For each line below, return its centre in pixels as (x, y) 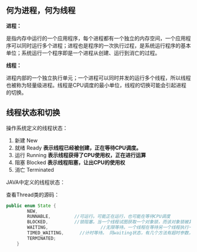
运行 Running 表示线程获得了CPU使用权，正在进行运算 (80, 155)
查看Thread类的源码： (33, 195)
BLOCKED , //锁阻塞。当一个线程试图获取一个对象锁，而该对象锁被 (108, 222)
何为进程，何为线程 (41, 11)
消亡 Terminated (34, 169)
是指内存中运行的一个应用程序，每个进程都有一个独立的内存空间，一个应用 (96, 38)
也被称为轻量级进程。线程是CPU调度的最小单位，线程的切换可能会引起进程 (96, 85)
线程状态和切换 (33, 113)
